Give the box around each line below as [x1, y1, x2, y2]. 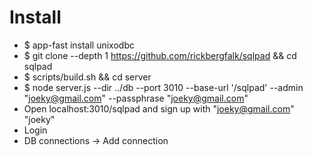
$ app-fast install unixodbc [23, 39, 135, 51]
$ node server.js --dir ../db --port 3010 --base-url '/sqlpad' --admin [23, 81, 304, 93]
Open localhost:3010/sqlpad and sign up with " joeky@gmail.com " [23, 102, 295, 115]
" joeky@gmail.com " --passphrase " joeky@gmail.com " [23, 92, 249, 104]
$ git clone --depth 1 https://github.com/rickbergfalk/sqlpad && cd [23, 49, 297, 61]
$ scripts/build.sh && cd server [23, 71, 152, 83]
